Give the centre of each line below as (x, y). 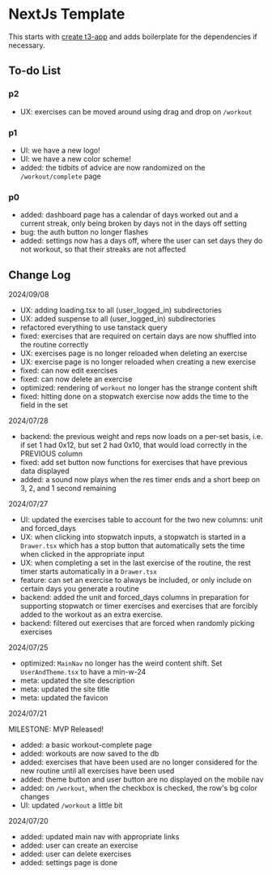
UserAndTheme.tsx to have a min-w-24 (83, 672)
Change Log (40, 275)
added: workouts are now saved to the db (89, 754)
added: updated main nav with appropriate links (100, 837)
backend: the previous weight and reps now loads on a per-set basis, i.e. (141, 437)
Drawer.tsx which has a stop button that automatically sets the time (132, 545)
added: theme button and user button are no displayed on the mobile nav (142, 779)
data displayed (45, 471)
